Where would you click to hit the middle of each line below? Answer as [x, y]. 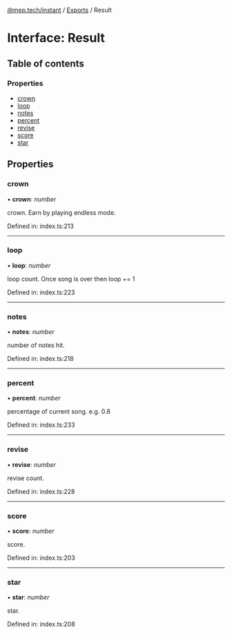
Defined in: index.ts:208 [41, 624]
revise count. [26, 478]
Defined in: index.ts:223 [41, 292]
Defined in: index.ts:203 [41, 558]
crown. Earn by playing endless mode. [61, 212]
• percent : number [34, 398]
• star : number [28, 597]
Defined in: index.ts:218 [40, 359]
